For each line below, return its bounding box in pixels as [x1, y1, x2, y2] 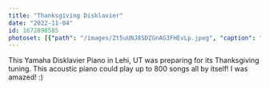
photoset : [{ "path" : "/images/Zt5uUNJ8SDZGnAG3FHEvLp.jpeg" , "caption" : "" [8, 33, 267, 42]
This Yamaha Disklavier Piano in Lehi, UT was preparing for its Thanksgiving [8, 56, 260, 65]
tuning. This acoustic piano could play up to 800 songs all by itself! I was [8, 64, 248, 74]
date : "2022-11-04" [8, 19, 74, 27]
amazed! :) [8, 72, 44, 82]
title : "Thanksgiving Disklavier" [8, 11, 124, 20]
